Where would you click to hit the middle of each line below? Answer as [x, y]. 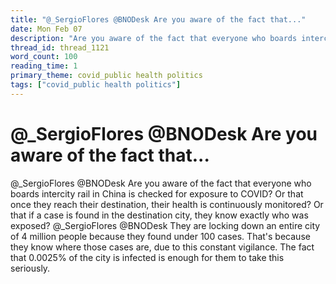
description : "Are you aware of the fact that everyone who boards [154, 38]
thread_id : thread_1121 [60, 47]
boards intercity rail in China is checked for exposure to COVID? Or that [157, 193]
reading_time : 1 [44, 66]
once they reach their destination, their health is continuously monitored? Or [167, 204]
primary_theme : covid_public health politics [106, 76]
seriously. [30, 268]
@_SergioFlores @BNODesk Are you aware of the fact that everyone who [161, 183]
